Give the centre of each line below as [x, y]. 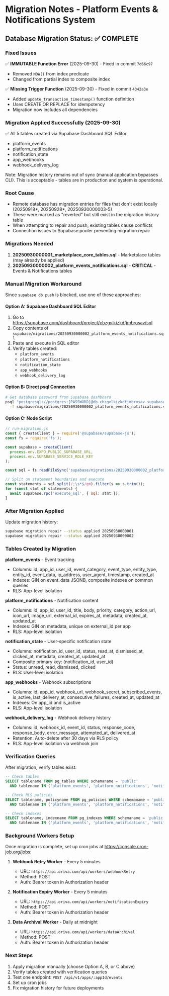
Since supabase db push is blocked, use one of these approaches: [73, 295]
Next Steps [19, 955]
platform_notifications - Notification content [52, 601]
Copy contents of [30, 328]
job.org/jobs [18, 852]
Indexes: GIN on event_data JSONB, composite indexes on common [83, 580]
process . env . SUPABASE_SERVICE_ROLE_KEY [52, 457]
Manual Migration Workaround [44, 284]
